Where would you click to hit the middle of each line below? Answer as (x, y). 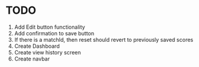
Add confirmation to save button (54, 33)
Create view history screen (48, 52)
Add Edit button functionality (49, 27)
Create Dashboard (37, 46)
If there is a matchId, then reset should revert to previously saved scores (104, 39)
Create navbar (32, 59)
